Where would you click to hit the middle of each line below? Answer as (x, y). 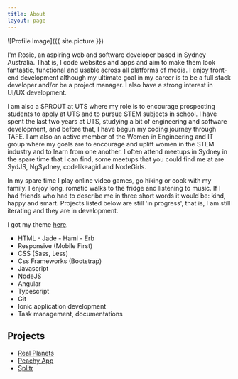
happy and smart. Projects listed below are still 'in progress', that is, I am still (119, 203)
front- (218, 70)
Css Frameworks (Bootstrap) (60, 261)
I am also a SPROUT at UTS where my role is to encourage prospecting (111, 106)
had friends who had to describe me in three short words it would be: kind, (117, 196)
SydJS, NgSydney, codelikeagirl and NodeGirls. (77, 166)
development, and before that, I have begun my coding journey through (112, 129)
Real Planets (36, 353)
